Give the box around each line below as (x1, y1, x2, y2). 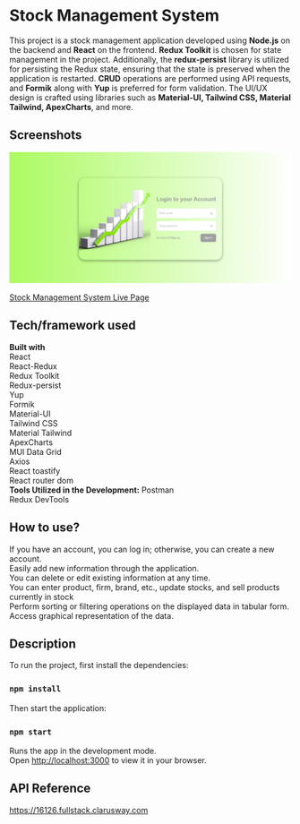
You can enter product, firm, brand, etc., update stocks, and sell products (9, 581, 280, 592)
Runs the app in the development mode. (9, 745, 157, 757)
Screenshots (9, 127, 82, 143)
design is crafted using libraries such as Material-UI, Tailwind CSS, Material (9, 91, 291, 103)
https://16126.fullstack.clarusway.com (9, 804, 149, 815)
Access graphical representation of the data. (9, 610, 175, 621)
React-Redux (9, 360, 58, 372)
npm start (9, 726, 52, 737)
